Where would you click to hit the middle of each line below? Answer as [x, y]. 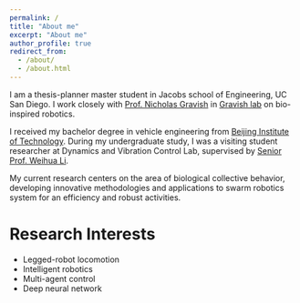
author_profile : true [51, 43]
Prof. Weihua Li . [39, 160]
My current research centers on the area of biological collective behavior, [147, 177]
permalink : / [34, 18]
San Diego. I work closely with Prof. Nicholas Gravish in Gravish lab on [141, 104]
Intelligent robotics [57, 268]
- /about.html [44, 69]
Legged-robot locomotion [71, 259]
